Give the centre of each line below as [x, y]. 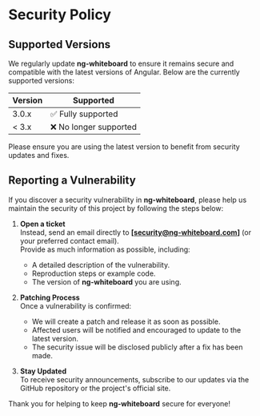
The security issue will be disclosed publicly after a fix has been [137, 347]
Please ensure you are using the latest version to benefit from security [124, 147]
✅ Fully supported [84, 114]
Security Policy [60, 15]
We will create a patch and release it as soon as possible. [126, 321]
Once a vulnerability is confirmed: [76, 305]
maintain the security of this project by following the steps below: [116, 208]
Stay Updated [43, 371]
